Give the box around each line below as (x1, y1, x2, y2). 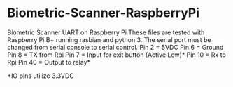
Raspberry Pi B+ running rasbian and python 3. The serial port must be (7, 35, 211, 43)
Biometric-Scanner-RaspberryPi (7, 5, 200, 21)
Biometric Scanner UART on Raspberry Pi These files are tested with (7, 28, 205, 36)
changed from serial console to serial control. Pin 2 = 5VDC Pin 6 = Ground (7, 43, 224, 51)
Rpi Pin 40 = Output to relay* (7, 58, 91, 66)
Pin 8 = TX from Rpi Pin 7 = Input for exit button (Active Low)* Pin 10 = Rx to (7, 51, 226, 59)
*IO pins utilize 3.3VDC (7, 72, 75, 80)
